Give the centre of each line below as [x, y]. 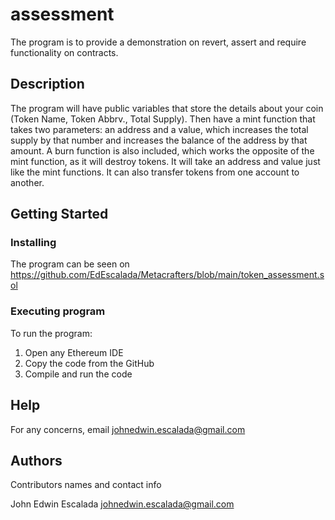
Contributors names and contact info [86, 485]
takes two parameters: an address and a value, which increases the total [159, 129]
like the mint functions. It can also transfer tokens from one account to [155, 172]
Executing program [58, 311]
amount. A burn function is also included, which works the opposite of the [162, 150]
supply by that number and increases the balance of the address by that [159, 140]
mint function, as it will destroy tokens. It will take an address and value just [165, 161]
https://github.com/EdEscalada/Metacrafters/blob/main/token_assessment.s [167, 275]
